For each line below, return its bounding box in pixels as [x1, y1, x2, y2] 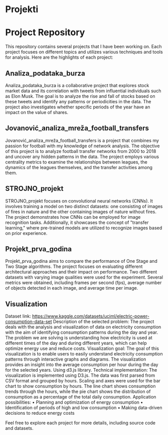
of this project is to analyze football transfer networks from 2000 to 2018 [5, 148, 156, 154]
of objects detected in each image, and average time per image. [5, 285, 138, 291]
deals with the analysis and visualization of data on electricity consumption [5, 324, 161, 330]
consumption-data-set [5, 319, 52, 325]
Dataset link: [5, 313, 31, 320]
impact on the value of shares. [5, 109, 69, 115]
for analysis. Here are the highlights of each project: [5, 54, 114, 60]
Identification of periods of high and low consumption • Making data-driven [5, 405, 162, 411]
